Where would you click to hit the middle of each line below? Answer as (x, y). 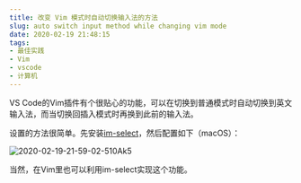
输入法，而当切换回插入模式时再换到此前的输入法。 (104, 114)
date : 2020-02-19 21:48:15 (60, 34)
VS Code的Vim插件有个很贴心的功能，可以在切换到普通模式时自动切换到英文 (151, 102)
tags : (19, 43)
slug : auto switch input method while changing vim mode (118, 26)
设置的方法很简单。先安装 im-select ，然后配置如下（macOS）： (125, 133)
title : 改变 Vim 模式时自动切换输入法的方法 (84, 17)
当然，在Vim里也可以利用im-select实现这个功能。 (101, 169)
